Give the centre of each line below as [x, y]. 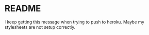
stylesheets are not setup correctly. [40, 27]
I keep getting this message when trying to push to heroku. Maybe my [74, 22]
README [23, 9]
